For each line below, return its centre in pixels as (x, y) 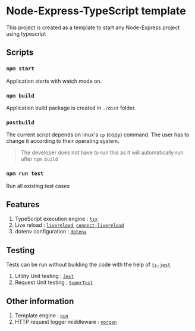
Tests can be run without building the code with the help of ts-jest (88, 265)
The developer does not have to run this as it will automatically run (102, 152)
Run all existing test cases (38, 186)
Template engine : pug (41, 315)
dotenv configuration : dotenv (51, 232)
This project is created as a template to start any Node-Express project (93, 27)
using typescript (26, 33)
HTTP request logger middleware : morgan (66, 321)
